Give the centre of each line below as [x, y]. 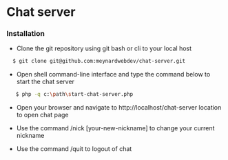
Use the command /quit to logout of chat [74, 149]
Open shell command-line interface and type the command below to [113, 74]
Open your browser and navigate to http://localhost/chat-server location [119, 108]
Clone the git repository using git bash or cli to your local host [104, 48]
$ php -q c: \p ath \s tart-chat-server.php [74, 94]
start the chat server [45, 82]
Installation [26, 34]
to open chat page [42, 115]
